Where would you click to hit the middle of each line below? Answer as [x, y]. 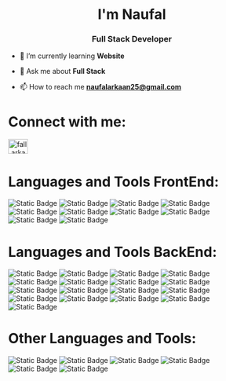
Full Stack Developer [132, 39]
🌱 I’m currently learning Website [72, 56]
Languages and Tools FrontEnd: [114, 181]
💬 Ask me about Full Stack [62, 71]
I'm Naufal [132, 15]
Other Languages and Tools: [102, 339]
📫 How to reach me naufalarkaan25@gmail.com [100, 87]
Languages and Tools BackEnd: [113, 252]
